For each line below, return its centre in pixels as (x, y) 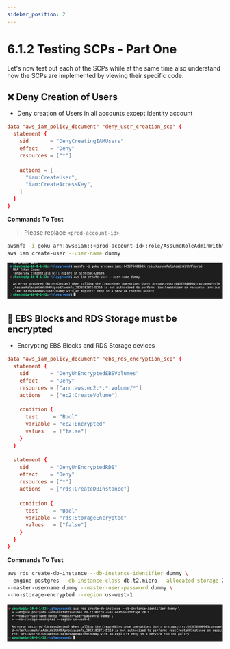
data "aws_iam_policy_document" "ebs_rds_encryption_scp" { (95, 359)
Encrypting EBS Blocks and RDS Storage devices (86, 346)
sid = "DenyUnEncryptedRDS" (68, 468)
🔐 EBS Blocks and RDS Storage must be (92, 318)
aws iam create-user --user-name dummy (64, 253)
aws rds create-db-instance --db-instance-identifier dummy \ (98, 573)
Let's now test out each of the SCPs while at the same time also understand (114, 68)
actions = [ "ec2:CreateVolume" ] (68, 395)
